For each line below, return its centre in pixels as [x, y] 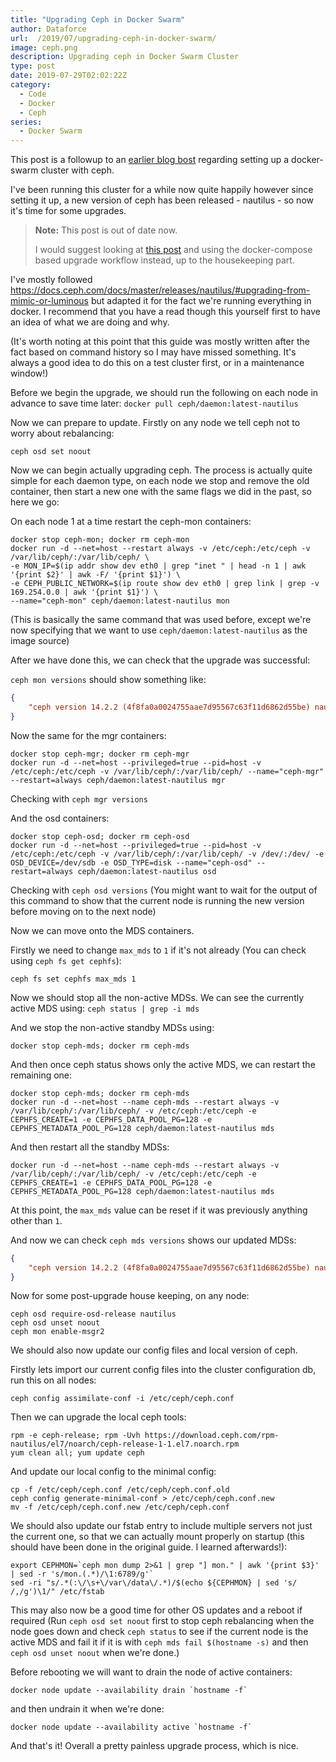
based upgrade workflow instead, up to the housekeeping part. [164, 260]
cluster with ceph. [77, 170]
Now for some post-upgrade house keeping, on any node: [130, 1296]
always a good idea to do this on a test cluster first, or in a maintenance [157, 363]
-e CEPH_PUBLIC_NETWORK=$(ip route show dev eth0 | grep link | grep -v [165, 584]
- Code [33, 94]
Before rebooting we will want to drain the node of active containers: [151, 1672]
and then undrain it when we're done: [87, 1709]
